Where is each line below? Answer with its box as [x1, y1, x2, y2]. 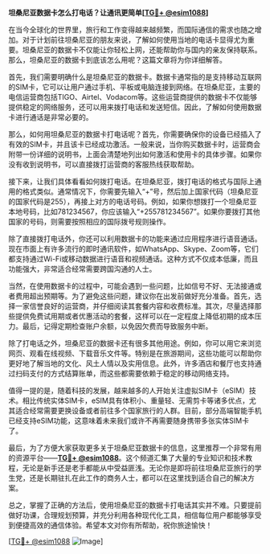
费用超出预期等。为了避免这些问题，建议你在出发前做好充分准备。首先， [14, 291, 255, 301]
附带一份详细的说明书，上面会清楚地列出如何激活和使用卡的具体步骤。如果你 [8, 150, 262, 159]
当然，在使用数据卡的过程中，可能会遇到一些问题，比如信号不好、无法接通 [8, 281, 255, 290]
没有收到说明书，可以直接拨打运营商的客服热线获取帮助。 [8, 160, 198, 169]
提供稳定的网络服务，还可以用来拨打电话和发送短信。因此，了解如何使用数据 [8, 102, 262, 112]
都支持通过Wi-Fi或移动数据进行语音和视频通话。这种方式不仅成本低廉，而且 [8, 254, 259, 264]
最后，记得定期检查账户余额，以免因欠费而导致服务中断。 [22, 322, 213, 330]
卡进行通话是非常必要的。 [8, 113, 93, 121]
